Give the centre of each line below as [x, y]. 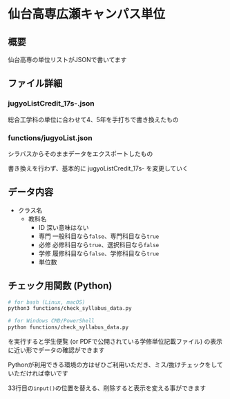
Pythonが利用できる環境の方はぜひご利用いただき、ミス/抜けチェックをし [112, 365]
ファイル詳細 [35, 84]
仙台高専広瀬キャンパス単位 [87, 14]
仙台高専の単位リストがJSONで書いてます [67, 60]
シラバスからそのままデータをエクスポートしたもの [80, 153]
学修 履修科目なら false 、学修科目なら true [99, 253]
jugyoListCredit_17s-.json [51, 104]
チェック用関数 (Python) [60, 286]
